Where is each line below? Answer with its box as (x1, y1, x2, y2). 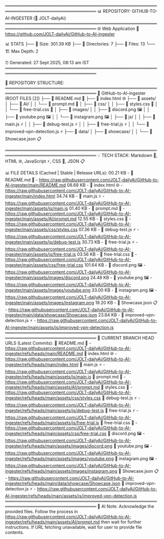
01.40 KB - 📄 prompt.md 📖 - (69, 205, 125, 211)
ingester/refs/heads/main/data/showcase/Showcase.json (5, 481, 121, 486)
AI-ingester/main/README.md (5, 182, 66, 188)
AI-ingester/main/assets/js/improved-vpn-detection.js (5, 324, 114, 330)
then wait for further (101, 519, 142, 525)
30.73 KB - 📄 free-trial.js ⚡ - (81, 239, 138, 245)
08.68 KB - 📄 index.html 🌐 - (67, 182, 123, 188)
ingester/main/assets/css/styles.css (5, 226, 78, 232)
